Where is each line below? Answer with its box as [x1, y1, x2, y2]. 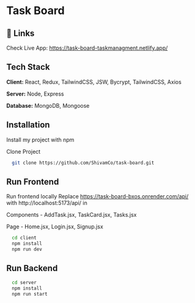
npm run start [12, 291, 48, 297]
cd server [12, 279, 37, 285]
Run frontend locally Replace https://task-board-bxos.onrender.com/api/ [6, 193, 189, 200]
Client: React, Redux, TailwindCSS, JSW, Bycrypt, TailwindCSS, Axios [6, 78, 182, 86]
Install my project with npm [6, 136, 75, 143]
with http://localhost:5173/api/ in [6, 200, 87, 207]
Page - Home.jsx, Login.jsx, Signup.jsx [6, 223, 104, 230]
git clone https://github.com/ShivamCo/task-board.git [12, 160, 155, 166]
